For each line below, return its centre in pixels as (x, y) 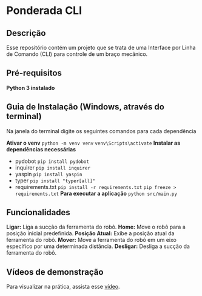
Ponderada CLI (44, 11)
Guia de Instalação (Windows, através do (86, 107)
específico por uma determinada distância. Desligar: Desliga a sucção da (98, 246)
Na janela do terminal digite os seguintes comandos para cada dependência (101, 131)
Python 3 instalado (31, 88)
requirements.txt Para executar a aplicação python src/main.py (96, 193)
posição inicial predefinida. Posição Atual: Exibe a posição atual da (90, 233)
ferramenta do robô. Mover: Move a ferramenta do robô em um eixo (92, 240)
